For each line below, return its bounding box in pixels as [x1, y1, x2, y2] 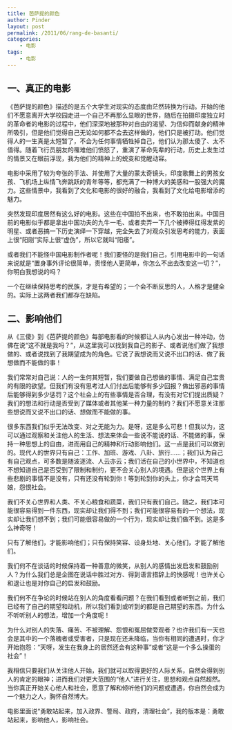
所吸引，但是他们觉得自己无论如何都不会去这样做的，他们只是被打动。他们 [7, 128, 219, 136]
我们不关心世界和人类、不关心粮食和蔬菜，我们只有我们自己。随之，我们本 [7, 498, 219, 506]
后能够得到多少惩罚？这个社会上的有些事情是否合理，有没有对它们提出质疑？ [7, 390, 225, 399]
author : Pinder [7, 17, 51, 24]
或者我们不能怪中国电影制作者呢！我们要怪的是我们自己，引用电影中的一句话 [7, 250, 225, 258]
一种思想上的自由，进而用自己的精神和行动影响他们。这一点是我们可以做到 [12, 440, 225, 448]
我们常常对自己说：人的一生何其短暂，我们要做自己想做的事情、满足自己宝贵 [7, 373, 225, 381]
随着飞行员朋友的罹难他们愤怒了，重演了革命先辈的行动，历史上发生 [25, 145, 219, 154]
